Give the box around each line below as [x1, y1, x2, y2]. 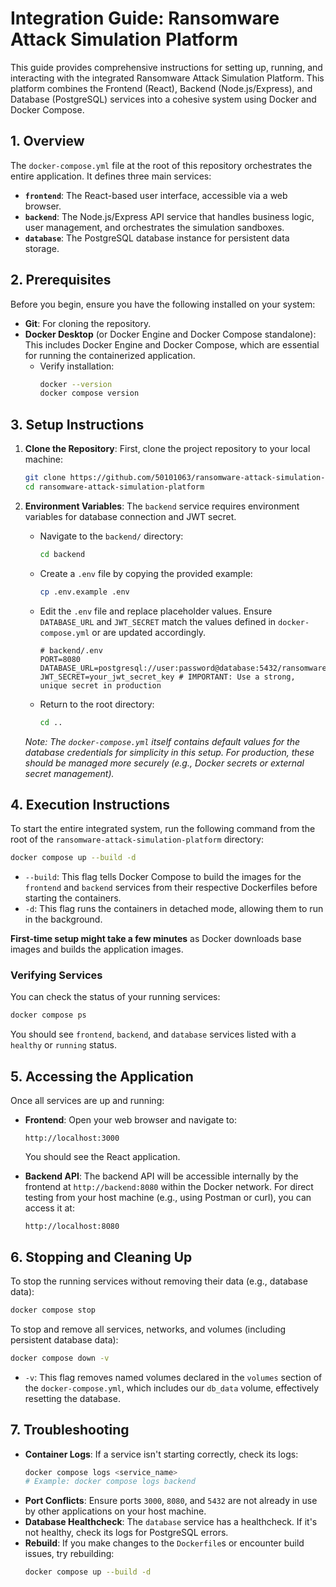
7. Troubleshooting [10, 1422, 130, 1439]
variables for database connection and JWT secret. [24, 510, 237, 522]
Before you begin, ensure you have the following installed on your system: [10, 298, 316, 310]
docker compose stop [10, 1305, 97, 1315]
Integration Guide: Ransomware [10, 7, 280, 30]
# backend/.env [39, 645, 103, 656]
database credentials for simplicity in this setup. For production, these [24, 746, 315, 758]
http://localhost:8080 [24, 1222, 120, 1232]
